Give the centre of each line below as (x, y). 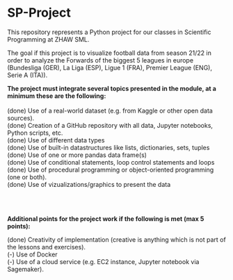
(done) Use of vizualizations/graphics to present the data (89, 184)
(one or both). (27, 177)
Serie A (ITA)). (27, 75)
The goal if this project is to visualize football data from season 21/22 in (110, 53)
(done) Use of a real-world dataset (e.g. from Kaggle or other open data (110, 110)
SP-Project (39, 13)
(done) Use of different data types (56, 140)
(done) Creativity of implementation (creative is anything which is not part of (116, 239)
